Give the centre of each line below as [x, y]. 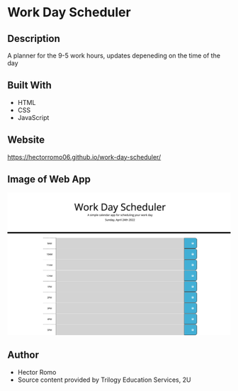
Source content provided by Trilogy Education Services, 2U [104, 380]
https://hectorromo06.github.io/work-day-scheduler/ [84, 157]
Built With [29, 86]
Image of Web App [49, 179]
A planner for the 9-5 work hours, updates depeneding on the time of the [114, 55]
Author [23, 355]
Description [34, 39]
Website [26, 140]
